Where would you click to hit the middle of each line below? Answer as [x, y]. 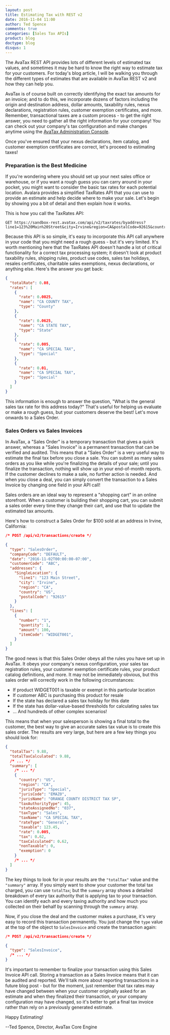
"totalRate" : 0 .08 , [30, 283]
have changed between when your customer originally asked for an [76, 991]
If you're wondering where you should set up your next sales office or [78, 176]
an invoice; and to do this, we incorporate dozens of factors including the [81, 99]
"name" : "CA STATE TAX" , [45, 325]
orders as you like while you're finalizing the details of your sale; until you [82, 464]
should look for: [22, 738]
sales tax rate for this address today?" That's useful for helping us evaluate [83, 407]
